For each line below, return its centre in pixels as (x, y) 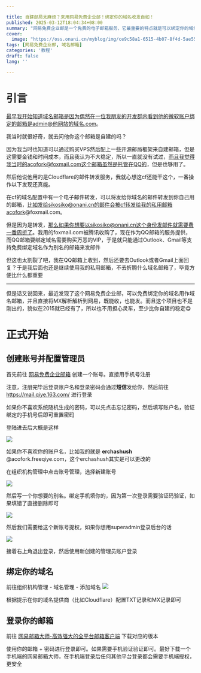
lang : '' (17, 61)
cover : (14, 34)
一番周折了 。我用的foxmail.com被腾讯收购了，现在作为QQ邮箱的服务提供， (99, 232)
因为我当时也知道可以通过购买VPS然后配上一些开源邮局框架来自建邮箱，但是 (100, 149)
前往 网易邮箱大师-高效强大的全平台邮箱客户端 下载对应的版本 (82, 636)
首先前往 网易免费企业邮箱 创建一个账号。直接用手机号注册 (78, 374)
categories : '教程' (30, 51)
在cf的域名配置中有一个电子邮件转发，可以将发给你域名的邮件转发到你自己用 (100, 197)
